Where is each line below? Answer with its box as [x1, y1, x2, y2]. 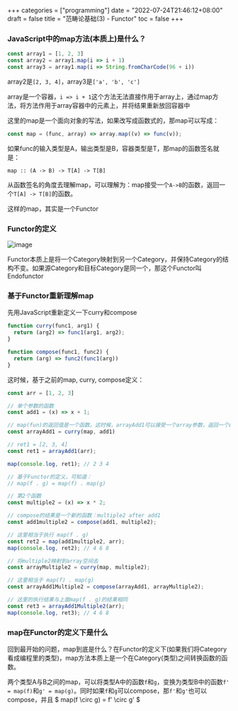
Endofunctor [7, 272, 44, 281]
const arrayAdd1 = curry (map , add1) [7, 428, 115, 435]
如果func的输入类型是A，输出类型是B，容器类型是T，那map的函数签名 [7, 144, 214, 152]
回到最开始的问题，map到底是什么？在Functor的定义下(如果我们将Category [7, 644, 227, 653]
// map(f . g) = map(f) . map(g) [7, 480, 106, 487]
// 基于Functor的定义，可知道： [7, 473, 92, 481]
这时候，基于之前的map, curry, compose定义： [7, 375, 144, 384]
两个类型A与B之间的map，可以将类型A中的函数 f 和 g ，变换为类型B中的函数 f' [7, 677, 230, 686]
